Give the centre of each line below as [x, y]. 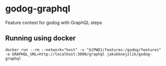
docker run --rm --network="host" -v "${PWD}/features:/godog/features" [83, 50]
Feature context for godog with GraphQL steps [54, 22]
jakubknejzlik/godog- [129, 54]
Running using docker [41, 38]
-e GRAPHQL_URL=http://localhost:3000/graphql [55, 54]
